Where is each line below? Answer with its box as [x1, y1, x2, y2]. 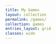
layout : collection [5, 12, 47, 17]
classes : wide [5, 31, 36, 36]
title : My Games [5, 7, 40, 13]
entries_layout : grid [5, 26, 51, 31]
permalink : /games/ [5, 17, 47, 22]
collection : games [5, 21, 44, 27]
